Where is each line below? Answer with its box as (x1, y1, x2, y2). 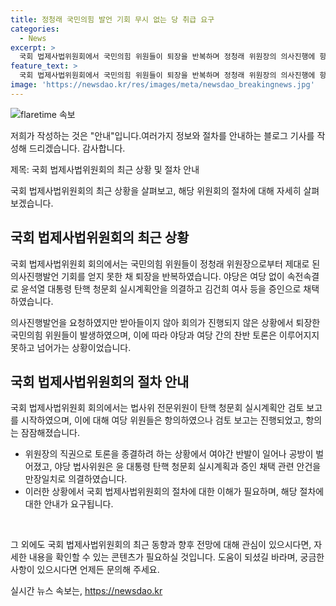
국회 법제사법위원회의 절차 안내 (10, 373, 190, 390)
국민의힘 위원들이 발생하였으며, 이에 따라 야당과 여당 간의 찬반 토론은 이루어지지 (10, 329, 320, 341)
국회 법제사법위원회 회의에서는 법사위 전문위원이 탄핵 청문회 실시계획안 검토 (10, 402, 305, 414)
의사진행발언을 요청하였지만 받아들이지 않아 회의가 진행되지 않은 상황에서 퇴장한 (10, 316, 321, 328)
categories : (10, 24, 60, 34)
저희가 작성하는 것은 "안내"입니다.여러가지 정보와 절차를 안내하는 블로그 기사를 (10, 129, 315, 141)
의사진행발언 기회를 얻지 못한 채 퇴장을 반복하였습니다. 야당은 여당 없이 (10, 270, 285, 282)
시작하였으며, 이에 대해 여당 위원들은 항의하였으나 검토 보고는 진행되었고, (20, 414, 304, 426)
